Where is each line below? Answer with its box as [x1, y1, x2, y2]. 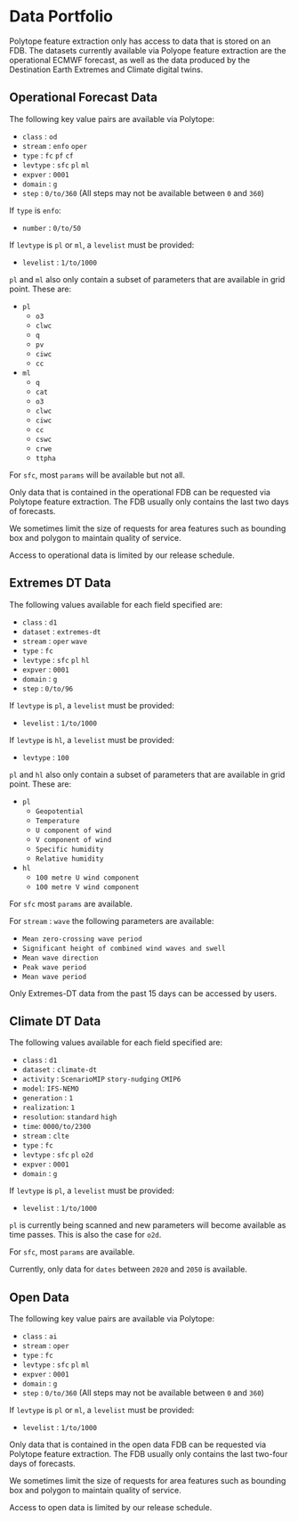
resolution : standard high [21, 1111, 117, 1122]
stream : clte [21, 1130, 69, 1141]
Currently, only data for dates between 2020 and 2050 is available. [9, 1263, 247, 1275]
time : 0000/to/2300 [21, 1121, 92, 1132]
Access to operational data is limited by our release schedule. [9, 550, 236, 560]
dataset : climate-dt [21, 1064, 98, 1075]
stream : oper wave [21, 635, 87, 646]
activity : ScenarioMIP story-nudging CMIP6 [21, 1074, 181, 1084]
